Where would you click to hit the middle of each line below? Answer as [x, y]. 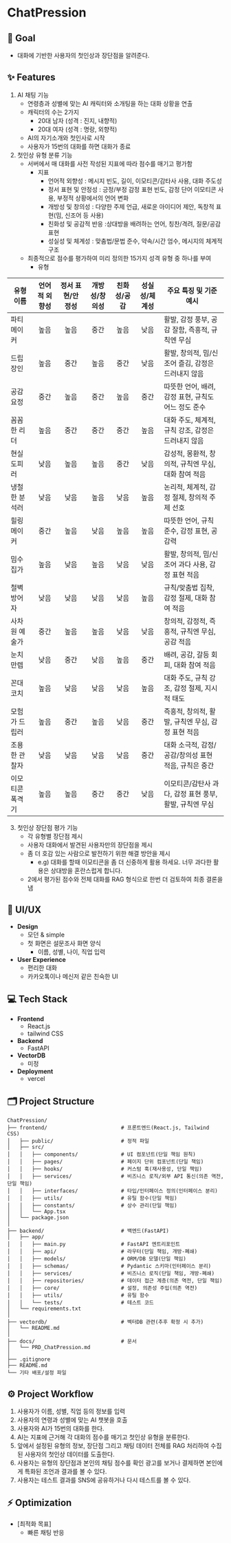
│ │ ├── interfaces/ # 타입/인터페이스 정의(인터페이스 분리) [113, 1191]
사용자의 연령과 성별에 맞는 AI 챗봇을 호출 [72, 1420]
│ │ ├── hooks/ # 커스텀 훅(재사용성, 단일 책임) [105, 1169]
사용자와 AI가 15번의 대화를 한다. [60, 1429]
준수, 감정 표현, [187, 531]
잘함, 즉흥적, [190, 329]
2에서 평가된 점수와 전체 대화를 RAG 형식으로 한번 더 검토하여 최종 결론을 [125, 879]
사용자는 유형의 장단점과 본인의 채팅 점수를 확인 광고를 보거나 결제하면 [111, 1463]
